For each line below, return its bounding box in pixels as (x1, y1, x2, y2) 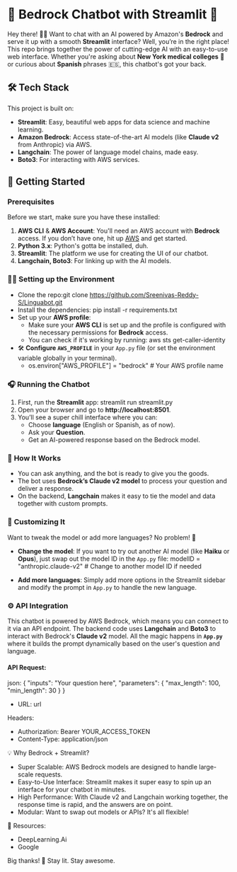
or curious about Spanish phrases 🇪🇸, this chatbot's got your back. (7, 59, 207, 68)
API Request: (7, 663, 47, 671)
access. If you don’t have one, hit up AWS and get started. (17, 234, 187, 243)
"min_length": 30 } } (7, 686, 66, 695)
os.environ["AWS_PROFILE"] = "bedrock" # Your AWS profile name (28, 361, 224, 370)
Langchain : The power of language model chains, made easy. (17, 148, 199, 156)
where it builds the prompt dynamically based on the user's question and (7, 639, 221, 648)
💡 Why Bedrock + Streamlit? (7, 749, 90, 757)
